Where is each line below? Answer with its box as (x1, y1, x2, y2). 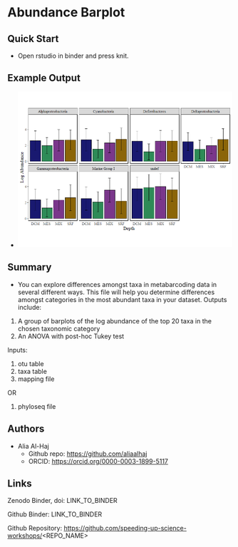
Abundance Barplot (7, 4, 125, 21)
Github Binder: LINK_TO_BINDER (7, 510, 103, 519)
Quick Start (7, 33, 59, 45)
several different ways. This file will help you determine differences (17, 288, 215, 296)
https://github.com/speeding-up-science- (63, 524, 187, 533)
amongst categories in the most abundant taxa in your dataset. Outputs (17, 295, 227, 303)
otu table (17, 359, 44, 368)
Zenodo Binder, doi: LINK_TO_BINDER (7, 496, 118, 505)
